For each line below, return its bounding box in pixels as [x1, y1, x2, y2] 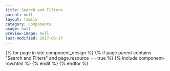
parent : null [5, 12, 33, 17]
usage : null [5, 26, 31, 31]
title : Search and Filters [5, 7, 63, 13]
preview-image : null [5, 31, 50, 36]
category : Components [5, 21, 52, 27]
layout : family [5, 17, 38, 22]
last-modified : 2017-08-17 [5, 36, 63, 41]
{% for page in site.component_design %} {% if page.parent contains [5, 49, 152, 56]
